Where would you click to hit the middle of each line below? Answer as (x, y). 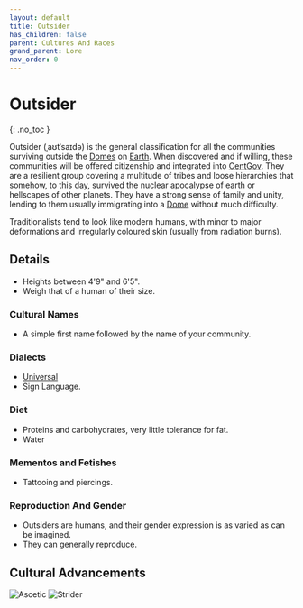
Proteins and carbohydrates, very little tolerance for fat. (125, 429)
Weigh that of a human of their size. (89, 290)
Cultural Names (44, 314)
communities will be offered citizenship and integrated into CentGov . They (147, 166)
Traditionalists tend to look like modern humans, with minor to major (135, 221)
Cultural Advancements (78, 572)
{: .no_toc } (30, 129)
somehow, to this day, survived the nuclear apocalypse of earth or (132, 185)
